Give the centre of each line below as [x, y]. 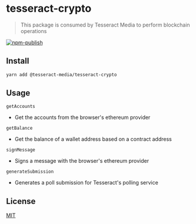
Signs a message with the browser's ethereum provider [82, 161]
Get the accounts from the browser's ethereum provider [82, 117]
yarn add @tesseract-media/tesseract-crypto [62, 75]
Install [18, 61]
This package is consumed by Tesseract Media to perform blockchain [105, 25]
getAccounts [21, 107]
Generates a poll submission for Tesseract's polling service [87, 183]
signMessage [21, 150]
